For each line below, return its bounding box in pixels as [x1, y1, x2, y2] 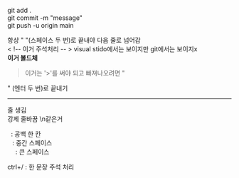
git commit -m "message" [7, 14, 83, 22]
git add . [7, 6, 32, 14]
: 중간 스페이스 [11, 139, 53, 147]
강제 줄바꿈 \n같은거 [7, 115, 63, 123]
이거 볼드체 [7, 53, 38, 62]
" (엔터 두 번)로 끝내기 [7, 84, 68, 92]
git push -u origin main [7, 21, 74, 29]
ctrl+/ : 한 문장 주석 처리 [7, 163, 75, 171]
